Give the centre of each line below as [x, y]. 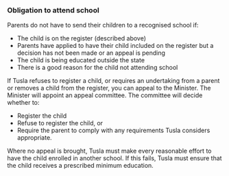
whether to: [23, 103]
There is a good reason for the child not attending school [97, 68]
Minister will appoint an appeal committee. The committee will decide [105, 95]
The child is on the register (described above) [81, 38]
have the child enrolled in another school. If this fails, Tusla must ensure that [114, 158]
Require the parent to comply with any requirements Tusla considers [113, 130]
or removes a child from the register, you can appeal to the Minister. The [109, 88]
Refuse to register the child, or [60, 123]
